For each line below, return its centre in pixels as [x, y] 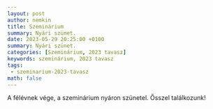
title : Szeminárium [36, 26]
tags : [15, 65]
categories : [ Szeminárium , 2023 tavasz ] [67, 53]
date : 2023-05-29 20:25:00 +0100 [56, 40]
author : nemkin [29, 20]
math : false [24, 78]
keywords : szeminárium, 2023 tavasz [60, 59]
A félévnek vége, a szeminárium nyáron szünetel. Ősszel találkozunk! [106, 98]
